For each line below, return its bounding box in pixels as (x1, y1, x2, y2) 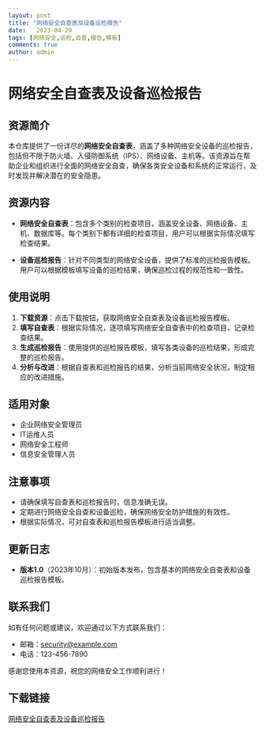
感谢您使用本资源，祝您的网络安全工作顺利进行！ (8, 665, 167, 676)
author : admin (8, 48, 55, 56)
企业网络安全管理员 (19, 420, 83, 429)
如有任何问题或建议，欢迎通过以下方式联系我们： (8, 622, 167, 632)
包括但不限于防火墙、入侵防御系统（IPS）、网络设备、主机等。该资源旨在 (8, 151, 244, 160)
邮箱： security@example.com (19, 639, 118, 649)
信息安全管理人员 (19, 450, 76, 459)
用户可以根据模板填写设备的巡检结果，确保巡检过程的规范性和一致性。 (19, 265, 248, 274)
